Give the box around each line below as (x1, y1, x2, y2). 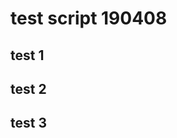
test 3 (10, 115, 47, 132)
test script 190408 (10, 7, 168, 30)
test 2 (10, 80, 47, 97)
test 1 (10, 47, 45, 64)
